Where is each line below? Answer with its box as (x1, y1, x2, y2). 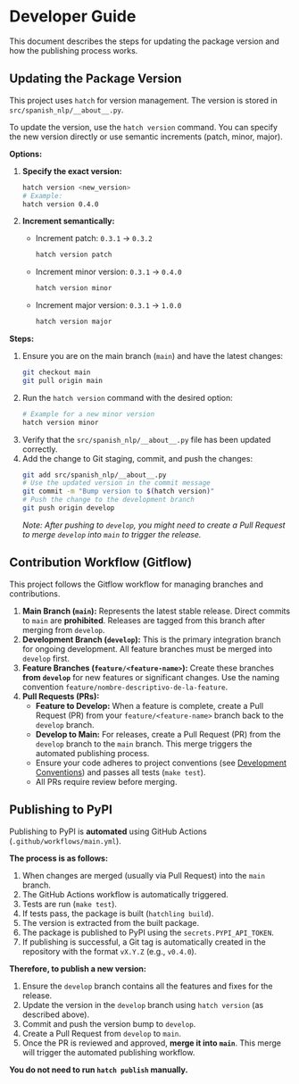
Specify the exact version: (21, 165, 122, 176)
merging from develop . (21, 624, 105, 635)
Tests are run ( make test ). (21, 898, 118, 909)
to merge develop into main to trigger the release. (21, 529, 202, 539)
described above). (21, 1009, 90, 1020)
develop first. (21, 653, 70, 663)
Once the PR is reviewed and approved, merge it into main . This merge (21, 1038, 281, 1048)
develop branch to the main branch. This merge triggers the (35, 738, 253, 749)
